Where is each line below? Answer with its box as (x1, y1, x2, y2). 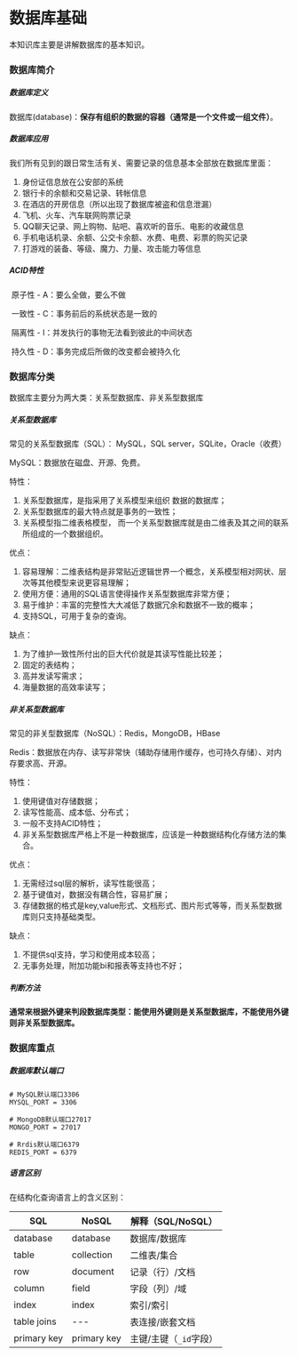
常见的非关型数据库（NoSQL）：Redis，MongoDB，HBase (9, 728, 221, 738)
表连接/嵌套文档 (129, 1315, 196, 1328)
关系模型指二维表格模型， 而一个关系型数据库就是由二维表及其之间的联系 (21, 518, 289, 528)
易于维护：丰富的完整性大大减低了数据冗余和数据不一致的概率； (21, 599, 255, 610)
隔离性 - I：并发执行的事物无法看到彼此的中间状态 (11, 326, 193, 338)
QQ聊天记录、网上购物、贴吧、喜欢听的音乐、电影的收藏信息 (21, 221, 245, 231)
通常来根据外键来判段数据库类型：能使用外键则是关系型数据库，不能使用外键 (9, 1006, 289, 1016)
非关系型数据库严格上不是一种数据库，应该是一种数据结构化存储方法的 (21, 829, 279, 839)
